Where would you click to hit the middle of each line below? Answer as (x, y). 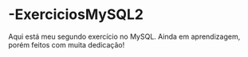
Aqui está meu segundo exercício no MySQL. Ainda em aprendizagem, (124, 36)
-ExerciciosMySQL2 (76, 15)
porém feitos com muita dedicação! (67, 44)
